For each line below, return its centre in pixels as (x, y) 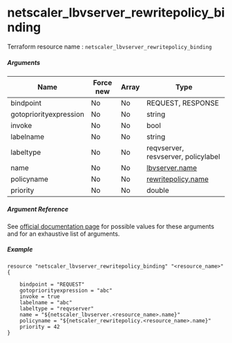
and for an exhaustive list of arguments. (64, 234)
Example (20, 250)
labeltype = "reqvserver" (57, 308)
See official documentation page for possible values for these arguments (111, 226)
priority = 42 (40, 326)
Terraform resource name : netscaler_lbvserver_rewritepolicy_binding (109, 46)
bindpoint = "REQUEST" (52, 284)
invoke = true (40, 296)
